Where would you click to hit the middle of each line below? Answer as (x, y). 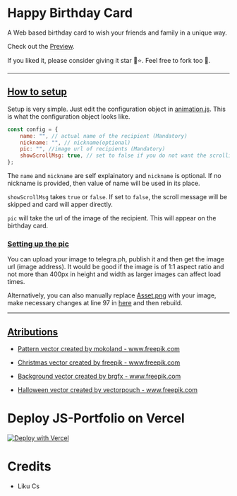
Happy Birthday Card (70, 13)
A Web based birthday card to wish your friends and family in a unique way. (117, 33)
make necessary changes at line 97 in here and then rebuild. (95, 303)
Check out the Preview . (41, 46)
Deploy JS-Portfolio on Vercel (96, 419)
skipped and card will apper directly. (60, 204)
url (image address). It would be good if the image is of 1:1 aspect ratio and (116, 267)
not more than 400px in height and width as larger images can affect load (114, 274)
